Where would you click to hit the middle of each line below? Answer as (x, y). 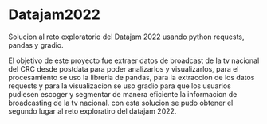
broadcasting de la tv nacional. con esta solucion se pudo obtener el (121, 103)
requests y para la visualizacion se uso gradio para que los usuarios (120, 86)
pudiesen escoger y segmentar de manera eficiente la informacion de (123, 94)
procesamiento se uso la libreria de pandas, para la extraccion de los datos (132, 77)
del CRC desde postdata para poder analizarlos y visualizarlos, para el (124, 68)
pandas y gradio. (36, 45)
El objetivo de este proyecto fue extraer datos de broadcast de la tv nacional (134, 60)
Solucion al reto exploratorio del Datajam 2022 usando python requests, (126, 37)
